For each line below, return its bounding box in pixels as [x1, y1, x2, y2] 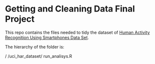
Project [5, 13, 35, 25]
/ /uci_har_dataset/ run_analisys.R [5, 53, 73, 59]
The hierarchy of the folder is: [5, 44, 64, 50]
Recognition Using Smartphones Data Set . [5, 35, 89, 40]
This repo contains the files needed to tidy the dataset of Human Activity [5, 29, 150, 35]
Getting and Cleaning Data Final [5, 3, 135, 14]
